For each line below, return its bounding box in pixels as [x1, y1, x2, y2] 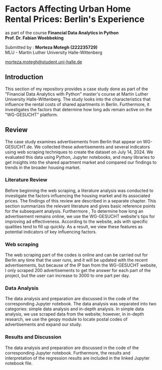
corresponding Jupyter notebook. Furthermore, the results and [5, 350, 131, 355]
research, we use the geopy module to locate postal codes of [5, 317, 128, 322]
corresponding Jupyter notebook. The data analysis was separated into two [5, 301, 157, 307]
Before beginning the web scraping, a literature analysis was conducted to [5, 187, 154, 193]
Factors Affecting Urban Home [5, 3, 131, 15]
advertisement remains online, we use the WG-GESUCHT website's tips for [5, 213, 155, 219]
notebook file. [5, 360, 33, 366]
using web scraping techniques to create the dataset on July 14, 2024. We [5, 149, 154, 155]
